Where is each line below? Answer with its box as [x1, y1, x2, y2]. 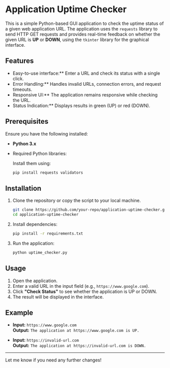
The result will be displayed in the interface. [12, 293, 104, 300]
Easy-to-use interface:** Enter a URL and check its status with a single [12, 70, 160, 76]
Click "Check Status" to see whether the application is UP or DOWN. [12, 288, 157, 294]
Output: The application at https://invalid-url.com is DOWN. [12, 343, 146, 349]
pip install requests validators [12, 170, 83, 175]
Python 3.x [12, 141, 36, 147]
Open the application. [12, 278, 58, 284]
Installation [5, 184, 41, 192]
